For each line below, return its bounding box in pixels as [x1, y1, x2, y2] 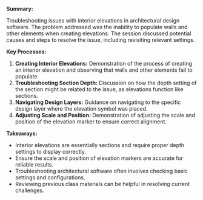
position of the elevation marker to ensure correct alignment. [15, 118, 167, 125]
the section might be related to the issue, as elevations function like [15, 86, 184, 93]
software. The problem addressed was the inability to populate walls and [6, 24, 188, 30]
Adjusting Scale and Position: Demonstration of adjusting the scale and [15, 112, 196, 119]
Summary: [6, 5, 33, 12]
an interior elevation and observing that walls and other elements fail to [15, 66, 193, 74]
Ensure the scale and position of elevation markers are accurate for [15, 154, 184, 162]
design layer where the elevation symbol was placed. [15, 105, 148, 112]
